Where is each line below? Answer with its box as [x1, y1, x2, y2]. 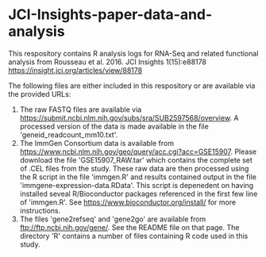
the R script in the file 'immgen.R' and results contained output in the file [19, 172, 256, 182]
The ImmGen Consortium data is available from [19, 138, 175, 148]
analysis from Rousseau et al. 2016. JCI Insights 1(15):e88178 [8, 57, 206, 67]
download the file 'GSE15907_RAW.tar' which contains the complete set [19, 155, 253, 164]
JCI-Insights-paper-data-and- [8, 6, 213, 24]
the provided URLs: [8, 89, 71, 98]
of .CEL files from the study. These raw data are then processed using [19, 163, 249, 173]
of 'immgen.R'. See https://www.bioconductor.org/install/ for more [19, 197, 237, 207]
